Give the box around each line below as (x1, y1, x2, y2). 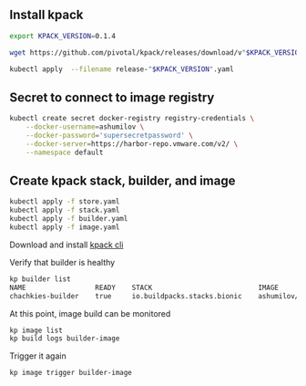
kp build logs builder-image (9, 334, 120, 343)
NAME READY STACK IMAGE (9, 283, 280, 292)
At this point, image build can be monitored (9, 308, 171, 318)
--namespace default (25, 148, 104, 157)
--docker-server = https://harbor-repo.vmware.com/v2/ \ (25, 139, 239, 149)
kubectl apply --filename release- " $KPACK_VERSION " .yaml (9, 64, 234, 74)
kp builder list (9, 274, 71, 284)
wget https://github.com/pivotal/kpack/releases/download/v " (9, 47, 247, 57)
